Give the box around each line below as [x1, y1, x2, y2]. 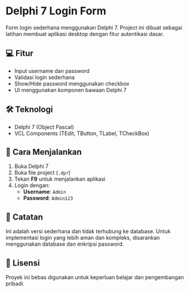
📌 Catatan [5, 212, 43, 222]
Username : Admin [23, 188, 66, 196]
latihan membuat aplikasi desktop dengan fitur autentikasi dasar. [5, 30, 164, 37]
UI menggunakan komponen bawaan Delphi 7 [14, 86, 127, 93]
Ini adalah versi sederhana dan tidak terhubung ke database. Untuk [5, 228, 171, 235]
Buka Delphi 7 [14, 163, 49, 170]
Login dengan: [14, 182, 50, 189]
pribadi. [5, 280, 24, 287]
